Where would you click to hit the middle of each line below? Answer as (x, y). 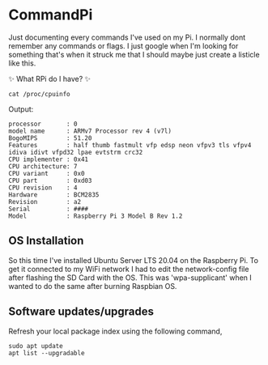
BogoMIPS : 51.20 (50, 138)
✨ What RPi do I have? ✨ (50, 79)
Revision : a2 (45, 202)
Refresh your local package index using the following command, (115, 331)
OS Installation (46, 241)
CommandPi (51, 15)
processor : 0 (43, 124)
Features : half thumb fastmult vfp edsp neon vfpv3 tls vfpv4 (130, 145)
